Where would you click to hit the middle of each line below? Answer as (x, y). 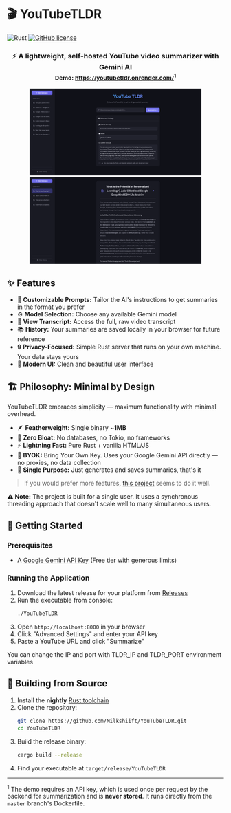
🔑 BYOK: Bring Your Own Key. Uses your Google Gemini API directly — (117, 455)
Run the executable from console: (65, 600)
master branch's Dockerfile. (46, 803)
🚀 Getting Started (45, 525)
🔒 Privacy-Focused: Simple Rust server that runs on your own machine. (119, 347)
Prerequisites (30, 545)
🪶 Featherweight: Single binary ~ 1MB (72, 428)
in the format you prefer (51, 307)
